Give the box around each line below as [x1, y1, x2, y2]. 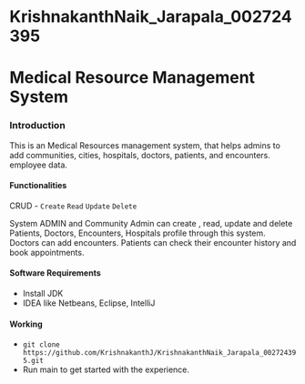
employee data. [9, 159, 68, 170]
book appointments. [9, 247, 85, 258]
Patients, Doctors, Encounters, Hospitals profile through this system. [9, 227, 266, 238]
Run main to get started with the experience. [22, 364, 189, 375]
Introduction [9, 119, 66, 132]
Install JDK [22, 288, 64, 299]
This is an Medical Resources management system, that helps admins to [9, 139, 280, 151]
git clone [22, 340, 61, 349]
